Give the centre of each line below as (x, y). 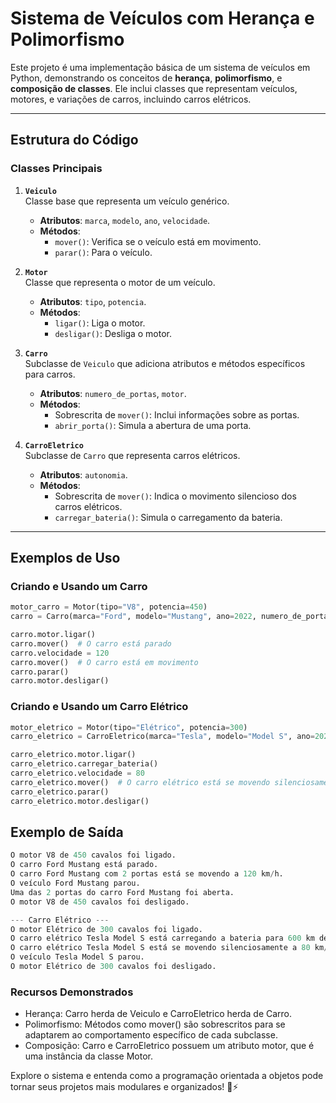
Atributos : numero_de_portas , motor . (113, 393)
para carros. (50, 374)
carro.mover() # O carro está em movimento (104, 662)
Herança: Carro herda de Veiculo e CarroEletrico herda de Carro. (158, 1014)
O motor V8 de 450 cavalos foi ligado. (93, 855)
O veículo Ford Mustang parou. (75, 883)
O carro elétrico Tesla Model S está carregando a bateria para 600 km (162, 938)
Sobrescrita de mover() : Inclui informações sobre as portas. (177, 414)
